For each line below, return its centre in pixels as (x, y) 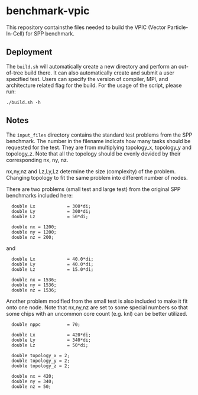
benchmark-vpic (48, 11)
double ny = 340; (33, 381)
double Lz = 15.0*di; (53, 269)
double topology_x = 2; (40, 355)
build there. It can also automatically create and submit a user (99, 73)
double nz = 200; (33, 237)
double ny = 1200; (34, 232)
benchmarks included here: (40, 195)
